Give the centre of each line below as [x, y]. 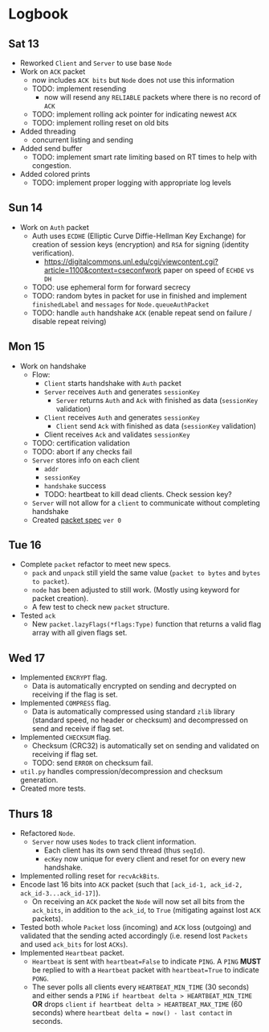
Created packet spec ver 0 [77, 520]
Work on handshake [53, 366]
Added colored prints [55, 174]
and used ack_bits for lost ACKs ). [74, 944]
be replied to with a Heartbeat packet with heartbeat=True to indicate [145, 970]
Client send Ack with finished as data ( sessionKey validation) [156, 426]
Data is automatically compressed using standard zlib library [133, 712]
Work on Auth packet [55, 227]
